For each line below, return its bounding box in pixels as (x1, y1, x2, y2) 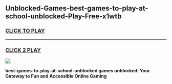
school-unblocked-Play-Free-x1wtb (5, 12, 122, 21)
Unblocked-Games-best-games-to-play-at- (5, 4, 148, 13)
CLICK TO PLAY (5, 27, 45, 35)
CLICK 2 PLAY (5, 46, 41, 53)
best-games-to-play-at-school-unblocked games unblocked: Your (5, 67, 150, 73)
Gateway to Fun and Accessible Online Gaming (5, 73, 107, 79)
